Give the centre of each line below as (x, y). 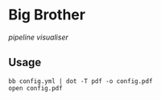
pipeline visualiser (38, 37)
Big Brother (47, 15)
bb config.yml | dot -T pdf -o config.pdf (80, 81)
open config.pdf (35, 88)
